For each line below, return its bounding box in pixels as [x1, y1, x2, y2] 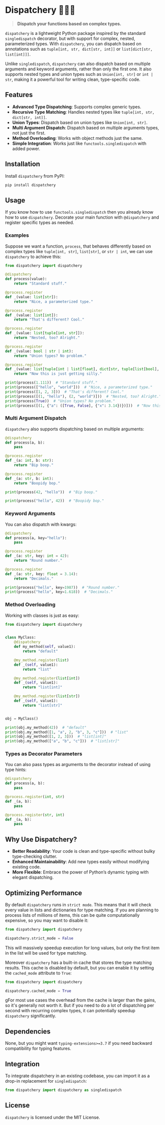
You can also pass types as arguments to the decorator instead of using [5, 762, 151, 768]
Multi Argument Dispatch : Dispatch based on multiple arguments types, [12, 125, 159, 130]
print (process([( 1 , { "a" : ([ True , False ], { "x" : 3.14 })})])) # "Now [5, 403, 151, 408]
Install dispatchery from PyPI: [5, 173, 65, 179]
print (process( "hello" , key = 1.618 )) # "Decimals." [5, 589, 113, 595]
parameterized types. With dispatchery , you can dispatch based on [5, 40, 141, 46]
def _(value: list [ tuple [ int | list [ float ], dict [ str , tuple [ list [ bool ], [5, 367, 160, 372]
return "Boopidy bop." [14, 481, 60, 485]
